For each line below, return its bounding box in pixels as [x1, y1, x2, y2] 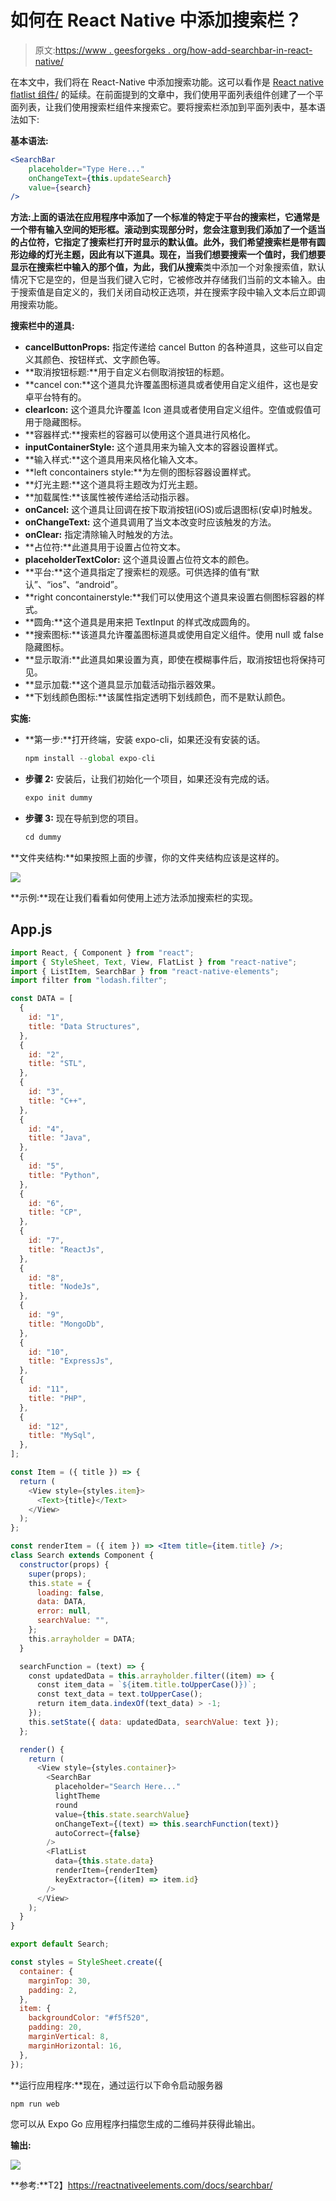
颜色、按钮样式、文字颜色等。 [42, 354, 166, 366]
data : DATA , [36, 1597, 87, 1607]
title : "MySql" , [28, 1431, 97, 1441]
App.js [10, 921, 53, 938]
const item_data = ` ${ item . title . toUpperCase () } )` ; [36, 1680, 257, 1690]
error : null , [36, 1606, 92, 1616]
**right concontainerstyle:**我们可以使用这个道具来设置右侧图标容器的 [24, 591, 317, 603]
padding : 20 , [28, 2022, 83, 2033]
